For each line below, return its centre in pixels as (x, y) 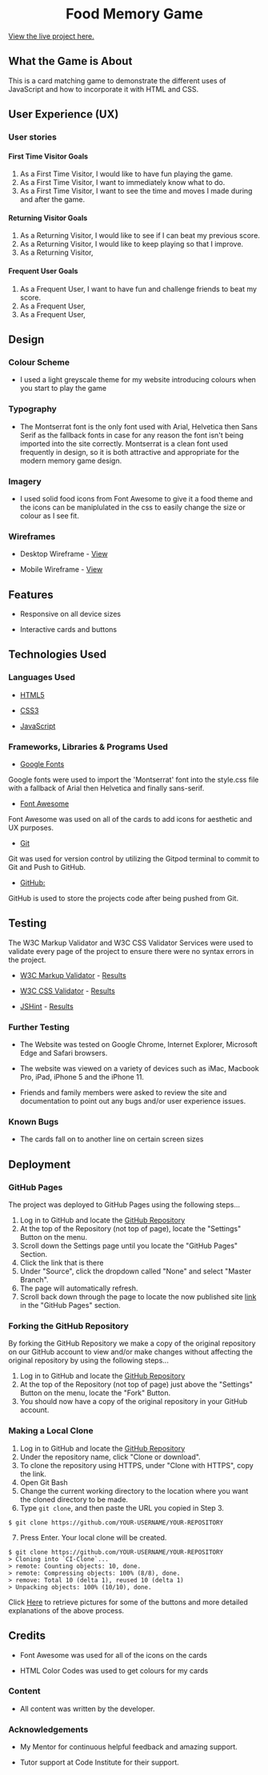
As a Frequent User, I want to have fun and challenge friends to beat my (138, 288)
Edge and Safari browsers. (64, 1053)
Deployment (40, 1164)
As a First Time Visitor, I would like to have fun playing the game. (126, 174)
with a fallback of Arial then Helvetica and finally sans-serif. (106, 788)
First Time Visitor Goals (48, 156)
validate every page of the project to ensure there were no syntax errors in (131, 951)
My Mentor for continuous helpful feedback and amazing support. (128, 1747)
